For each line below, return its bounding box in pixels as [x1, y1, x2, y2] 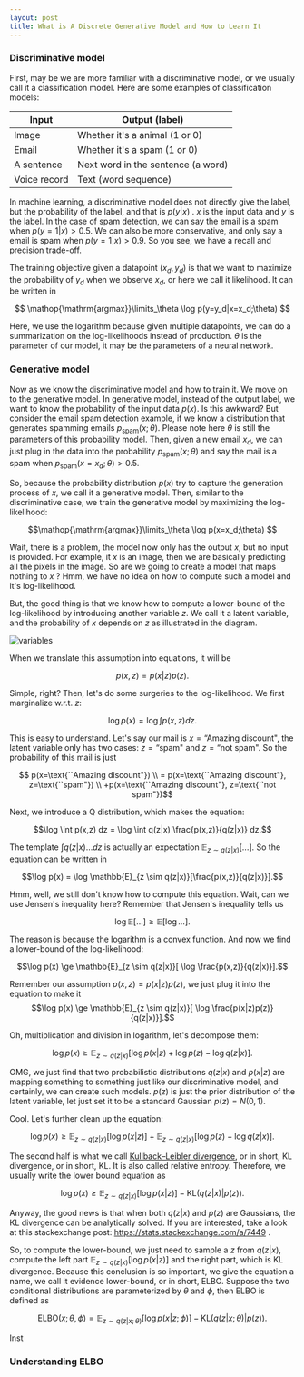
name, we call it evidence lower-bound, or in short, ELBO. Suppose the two [9, 1275, 290, 1286]
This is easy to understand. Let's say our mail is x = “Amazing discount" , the [9, 733, 294, 743]
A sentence [14, 158, 63, 171]
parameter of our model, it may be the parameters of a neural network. [9, 340, 274, 351]
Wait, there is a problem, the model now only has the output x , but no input [9, 542, 289, 553]
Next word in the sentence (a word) [76, 158, 229, 171]
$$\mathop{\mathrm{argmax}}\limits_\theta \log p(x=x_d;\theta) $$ [27, 524, 278, 534]
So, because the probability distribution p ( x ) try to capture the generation [9, 477, 284, 488]
